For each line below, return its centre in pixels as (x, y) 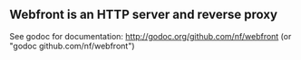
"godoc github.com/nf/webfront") (72, 46)
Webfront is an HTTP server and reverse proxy (144, 15)
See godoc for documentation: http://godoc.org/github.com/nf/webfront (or (150, 36)
